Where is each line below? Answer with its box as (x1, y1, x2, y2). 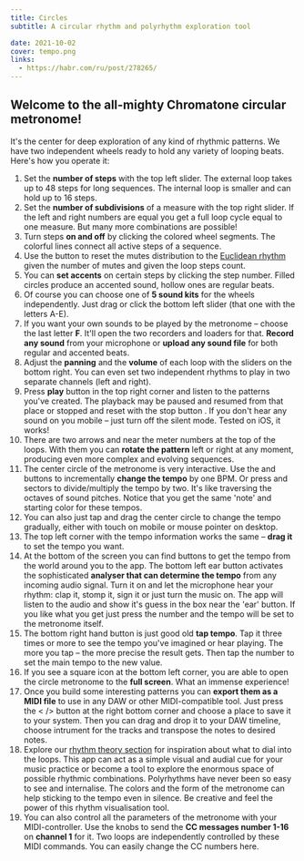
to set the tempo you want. (23, 540, 125, 551)
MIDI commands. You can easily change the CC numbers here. (23, 840, 259, 852)
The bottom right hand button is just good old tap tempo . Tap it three (23, 628, 283, 639)
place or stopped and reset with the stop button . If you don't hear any (23, 405, 288, 415)
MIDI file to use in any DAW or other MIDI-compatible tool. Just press (23, 695, 284, 706)
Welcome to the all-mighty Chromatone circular (10, 97, 287, 113)
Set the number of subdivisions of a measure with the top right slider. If (23, 201, 295, 212)
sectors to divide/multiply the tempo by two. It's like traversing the (23, 482, 272, 493)
